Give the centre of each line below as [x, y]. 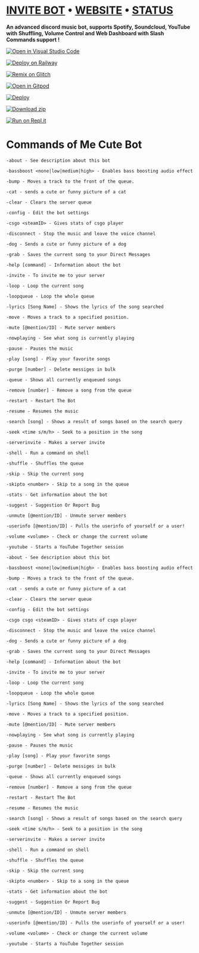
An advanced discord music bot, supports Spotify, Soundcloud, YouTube [98, 27]
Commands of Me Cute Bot [74, 145]
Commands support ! [33, 39]
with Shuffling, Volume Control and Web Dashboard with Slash [85, 33]
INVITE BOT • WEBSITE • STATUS [90, 10]
